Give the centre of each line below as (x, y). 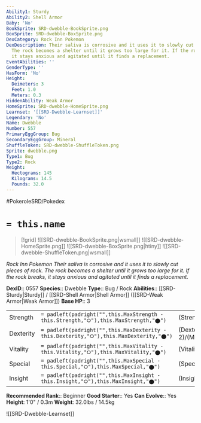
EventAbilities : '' (31, 62)
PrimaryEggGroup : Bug (33, 134)
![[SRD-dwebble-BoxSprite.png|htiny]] (114, 246)
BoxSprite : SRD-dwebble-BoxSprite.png (54, 34)
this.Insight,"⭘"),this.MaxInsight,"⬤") (100, 381)
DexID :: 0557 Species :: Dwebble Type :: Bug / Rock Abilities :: (82, 288)
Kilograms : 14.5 (32, 179)
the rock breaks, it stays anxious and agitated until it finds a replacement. (97, 276)
